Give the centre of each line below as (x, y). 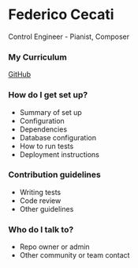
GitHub (20, 75)
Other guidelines (47, 209)
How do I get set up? (48, 95)
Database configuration (58, 137)
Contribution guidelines (54, 174)
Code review (40, 201)
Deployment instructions (60, 154)
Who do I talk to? (41, 229)
